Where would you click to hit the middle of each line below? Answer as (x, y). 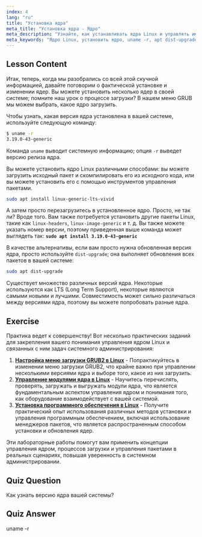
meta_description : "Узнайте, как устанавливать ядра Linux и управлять (98, 34)
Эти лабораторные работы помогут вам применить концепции (87, 442)
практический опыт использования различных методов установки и (103, 412)
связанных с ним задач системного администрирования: (80, 349)
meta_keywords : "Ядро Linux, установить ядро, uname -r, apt (84, 40)
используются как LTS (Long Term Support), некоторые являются (90, 289)
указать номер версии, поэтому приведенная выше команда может (94, 230)
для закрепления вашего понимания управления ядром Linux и (88, 342)
